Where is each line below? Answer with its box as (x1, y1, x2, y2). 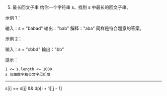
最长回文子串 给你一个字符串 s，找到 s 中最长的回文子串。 (12, 4, 131, 10)
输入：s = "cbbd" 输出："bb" (5, 47, 64, 52)
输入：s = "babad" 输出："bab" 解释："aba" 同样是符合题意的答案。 (5, 25, 144, 31)
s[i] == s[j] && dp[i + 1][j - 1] (5, 86, 62, 91)
